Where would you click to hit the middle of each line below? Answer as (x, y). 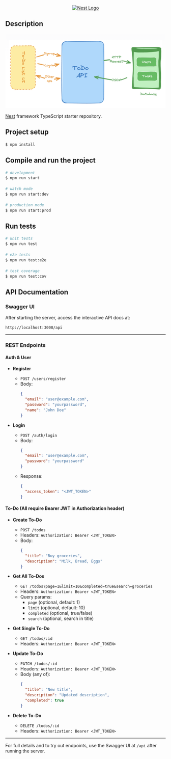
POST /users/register (43, 379)
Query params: (36, 597)
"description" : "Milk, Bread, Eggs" (64, 561)
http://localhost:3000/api (34, 328)
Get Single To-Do (31, 629)
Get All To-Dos (28, 576)
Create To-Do (27, 520)
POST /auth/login (39, 436)
